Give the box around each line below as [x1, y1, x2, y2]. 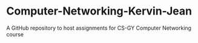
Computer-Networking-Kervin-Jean [6, 4, 193, 18]
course [6, 30, 24, 38]
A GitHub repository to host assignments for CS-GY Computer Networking [6, 24, 192, 31]
